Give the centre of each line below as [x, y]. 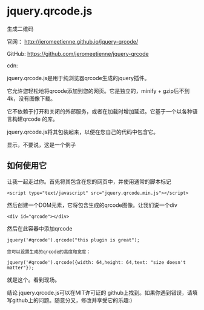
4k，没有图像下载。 [31, 98]
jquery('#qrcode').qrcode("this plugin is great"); [73, 240]
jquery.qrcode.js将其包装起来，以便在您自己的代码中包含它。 [83, 132]
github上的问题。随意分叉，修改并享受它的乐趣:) [72, 300]
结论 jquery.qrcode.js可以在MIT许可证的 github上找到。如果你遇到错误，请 [100, 292]
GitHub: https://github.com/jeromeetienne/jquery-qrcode [78, 53]
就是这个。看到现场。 [33, 280]
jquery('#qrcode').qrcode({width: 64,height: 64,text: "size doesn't [97, 262]
